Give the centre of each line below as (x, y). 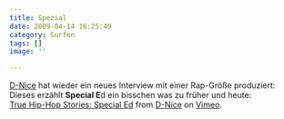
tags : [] (26, 43)
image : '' (28, 52)
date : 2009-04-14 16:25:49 (61, 26)
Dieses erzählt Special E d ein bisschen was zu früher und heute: (131, 95)
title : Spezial (38, 18)
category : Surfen (42, 35)
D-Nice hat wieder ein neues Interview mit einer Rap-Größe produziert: (142, 85)
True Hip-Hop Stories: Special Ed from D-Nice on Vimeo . (116, 104)
